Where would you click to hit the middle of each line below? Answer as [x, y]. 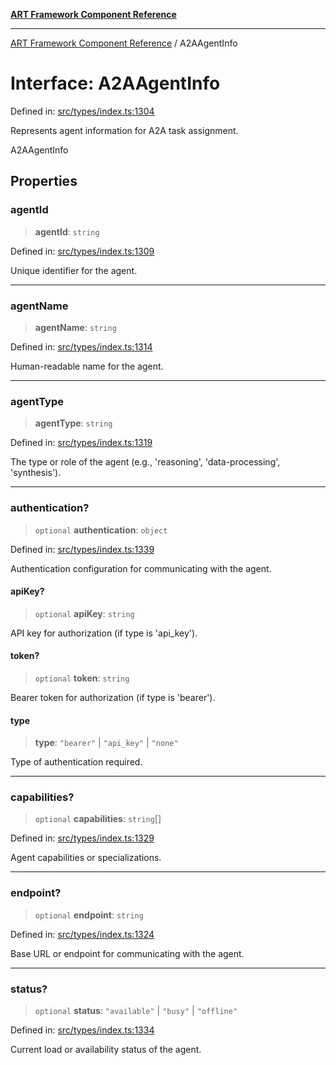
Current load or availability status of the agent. [106, 1050]
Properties [44, 181]
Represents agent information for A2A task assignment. [124, 130]
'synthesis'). [36, 473]
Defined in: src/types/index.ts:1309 [82, 251]
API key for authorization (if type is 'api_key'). [104, 633]
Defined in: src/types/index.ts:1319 [81, 443]
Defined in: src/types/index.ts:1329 [82, 838]
